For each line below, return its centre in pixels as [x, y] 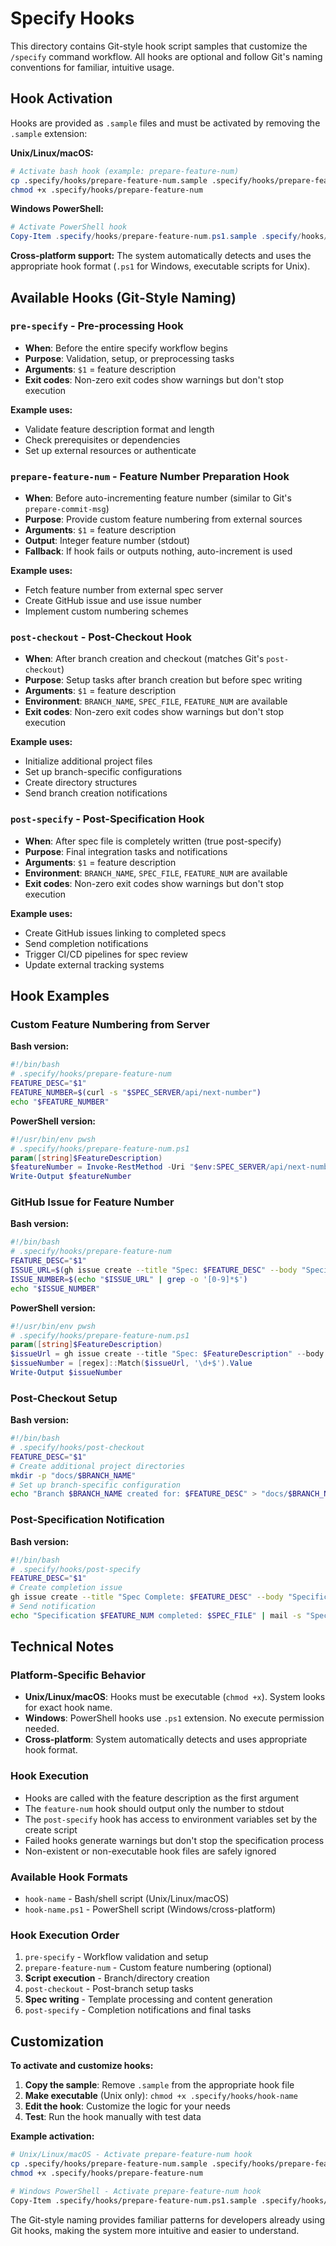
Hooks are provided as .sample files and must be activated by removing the [165, 123]
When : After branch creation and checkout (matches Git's [144, 659]
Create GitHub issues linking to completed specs [125, 933]
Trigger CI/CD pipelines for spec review [106, 954]
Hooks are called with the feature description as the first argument [161, 1798]
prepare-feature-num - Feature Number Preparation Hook [150, 476]
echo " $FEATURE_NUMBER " [60, 1102]
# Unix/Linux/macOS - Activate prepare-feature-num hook [131, 2155]
